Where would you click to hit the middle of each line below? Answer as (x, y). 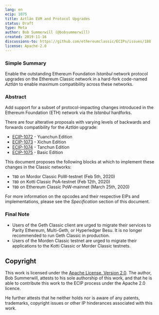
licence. (13, 289)
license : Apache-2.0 (26, 46)
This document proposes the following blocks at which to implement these (80, 162)
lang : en (14, 10)
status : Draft (19, 23)
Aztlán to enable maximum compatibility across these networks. (69, 84)
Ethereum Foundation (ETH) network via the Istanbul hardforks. (69, 112)
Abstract (16, 97)
